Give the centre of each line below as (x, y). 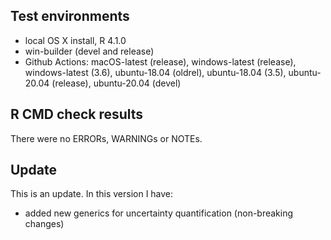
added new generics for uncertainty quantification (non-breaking (159, 213)
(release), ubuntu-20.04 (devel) (116, 83)
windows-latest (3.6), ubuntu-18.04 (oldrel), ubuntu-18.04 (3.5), (155, 72)
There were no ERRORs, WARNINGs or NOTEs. (106, 138)
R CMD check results (77, 114)
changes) (44, 224)
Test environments (70, 16)
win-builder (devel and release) (89, 51)
